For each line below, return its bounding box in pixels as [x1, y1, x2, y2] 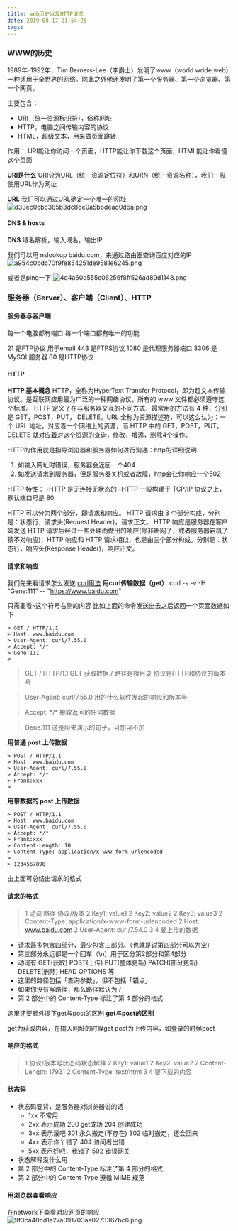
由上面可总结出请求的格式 [7, 874, 82, 883]
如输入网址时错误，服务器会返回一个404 [17, 461, 136, 470]
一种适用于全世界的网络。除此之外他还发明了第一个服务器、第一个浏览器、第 [7, 75, 231, 83]
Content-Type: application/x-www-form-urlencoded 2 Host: [24, 917, 200, 926]
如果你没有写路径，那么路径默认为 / [17, 985, 122, 993]
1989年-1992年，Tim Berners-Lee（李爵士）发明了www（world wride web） [7, 65, 229, 75]
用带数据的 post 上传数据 [7, 797, 80, 806]
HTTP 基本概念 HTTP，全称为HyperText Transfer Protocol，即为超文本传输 [7, 386, 226, 395]
